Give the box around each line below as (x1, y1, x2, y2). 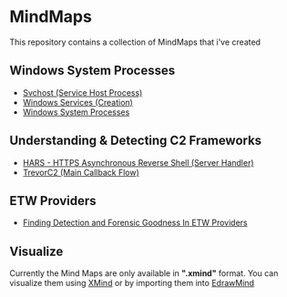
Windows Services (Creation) (22, 97, 134, 108)
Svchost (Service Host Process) (22, 87, 143, 97)
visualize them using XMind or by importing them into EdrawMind (9, 278, 255, 289)
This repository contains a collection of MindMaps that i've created (9, 36, 261, 47)
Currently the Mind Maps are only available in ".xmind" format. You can (9, 268, 279, 279)
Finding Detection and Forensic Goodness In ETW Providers (22, 217, 248, 229)
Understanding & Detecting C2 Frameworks (9, 133, 262, 148)
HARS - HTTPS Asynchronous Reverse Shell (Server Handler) (22, 157, 254, 168)
